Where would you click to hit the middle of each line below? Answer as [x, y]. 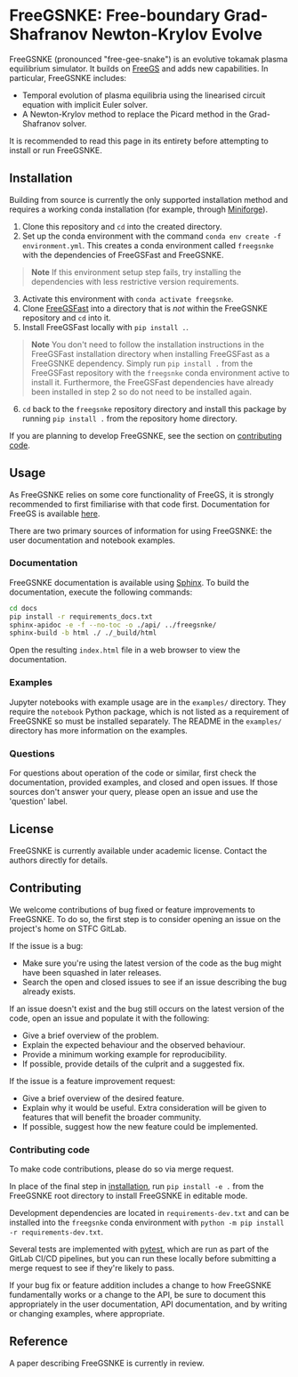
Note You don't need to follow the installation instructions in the [148, 344]
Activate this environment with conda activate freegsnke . [128, 298]
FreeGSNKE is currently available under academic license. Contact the [138, 850]
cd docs [24, 608]
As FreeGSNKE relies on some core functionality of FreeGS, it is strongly [141, 494]
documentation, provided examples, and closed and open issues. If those [144, 782]
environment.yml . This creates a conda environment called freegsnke [148, 245]
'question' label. [39, 801]
